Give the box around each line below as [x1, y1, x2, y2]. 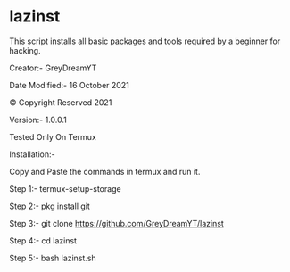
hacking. [9, 45, 42, 55]
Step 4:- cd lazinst [9, 235, 78, 246]
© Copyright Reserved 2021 [9, 96, 112, 108]
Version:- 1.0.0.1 [9, 114, 67, 125]
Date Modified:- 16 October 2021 [9, 79, 129, 90]
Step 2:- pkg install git [9, 201, 91, 211]
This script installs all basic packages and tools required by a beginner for [9, 36, 281, 46]
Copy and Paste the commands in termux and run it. [9, 166, 201, 177]
